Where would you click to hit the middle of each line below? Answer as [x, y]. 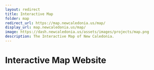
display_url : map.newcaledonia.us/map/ [46, 28]
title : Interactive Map [29, 14]
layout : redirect [23, 9]
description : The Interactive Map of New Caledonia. [60, 37]
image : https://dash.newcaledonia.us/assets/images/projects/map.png [77, 32]
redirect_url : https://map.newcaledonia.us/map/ [55, 23]
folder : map [17, 18]
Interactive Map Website [56, 60]
